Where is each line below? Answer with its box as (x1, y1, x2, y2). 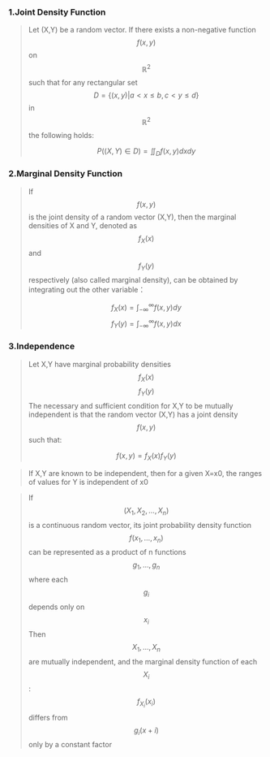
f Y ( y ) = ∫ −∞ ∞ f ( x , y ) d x (110, 317, 182, 331)
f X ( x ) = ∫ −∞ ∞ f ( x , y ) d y (110, 301, 182, 314)
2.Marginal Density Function (8, 168, 123, 180)
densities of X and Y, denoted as (28, 220, 138, 230)
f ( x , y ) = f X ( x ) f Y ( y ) (116, 451, 177, 462)
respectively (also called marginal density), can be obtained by (28, 275, 238, 285)
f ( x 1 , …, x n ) (129, 533, 164, 544)
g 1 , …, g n (132, 560, 161, 572)
